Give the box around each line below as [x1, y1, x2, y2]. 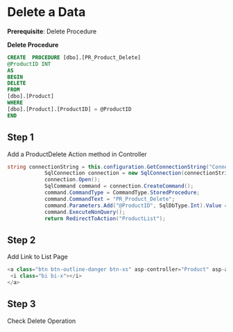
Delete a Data [7, 4, 86, 20]
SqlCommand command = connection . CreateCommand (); [44, 183, 194, 190]
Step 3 [7, 298, 36, 310]
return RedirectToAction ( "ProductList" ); [44, 215, 166, 222]
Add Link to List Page [7, 253, 68, 261]
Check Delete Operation [7, 317, 76, 325]
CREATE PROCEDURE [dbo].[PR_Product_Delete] [7, 53, 141, 61]
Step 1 [7, 131, 35, 143]
